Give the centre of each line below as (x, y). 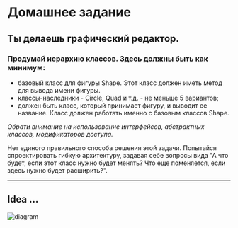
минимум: (27, 67)
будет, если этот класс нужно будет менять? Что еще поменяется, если (117, 163)
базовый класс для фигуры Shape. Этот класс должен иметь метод (120, 83)
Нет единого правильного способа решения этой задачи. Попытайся (112, 148)
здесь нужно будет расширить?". (57, 170)
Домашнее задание (69, 12)
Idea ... (23, 199)
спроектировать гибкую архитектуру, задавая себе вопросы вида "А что (118, 155)
